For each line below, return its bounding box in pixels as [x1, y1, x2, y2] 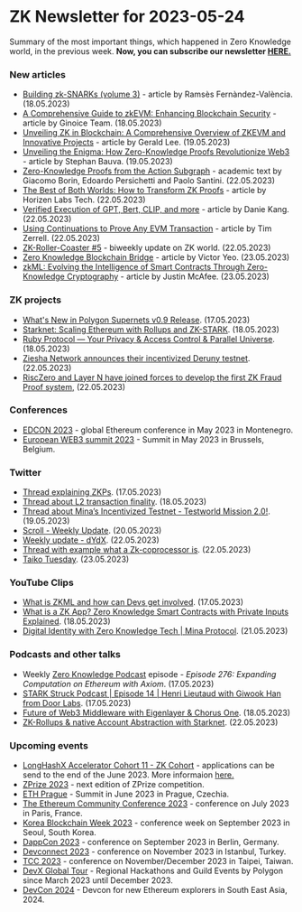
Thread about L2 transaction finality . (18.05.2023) [22, 497, 207, 507]
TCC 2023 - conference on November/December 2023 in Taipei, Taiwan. [22, 856, 294, 867]
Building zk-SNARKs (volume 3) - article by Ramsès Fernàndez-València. [22, 88, 293, 100]
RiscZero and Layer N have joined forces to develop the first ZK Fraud [22, 372, 282, 383]
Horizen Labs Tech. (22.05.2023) [22, 194, 146, 205]
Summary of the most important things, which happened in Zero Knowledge [9, 36, 291, 47]
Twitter [9, 466, 42, 479]
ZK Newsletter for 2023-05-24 [9, 6, 245, 27]
